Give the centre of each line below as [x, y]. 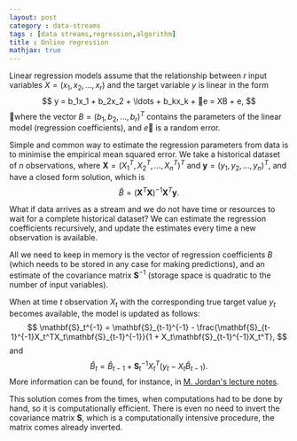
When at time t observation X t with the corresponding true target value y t [143, 303]
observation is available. [54, 238]
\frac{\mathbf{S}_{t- [234, 327]
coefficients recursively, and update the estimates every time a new [133, 228]
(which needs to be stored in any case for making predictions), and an [137, 264]
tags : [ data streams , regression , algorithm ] [93, 34]
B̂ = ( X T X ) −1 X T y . [149, 192]
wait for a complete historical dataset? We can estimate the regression [138, 219]
